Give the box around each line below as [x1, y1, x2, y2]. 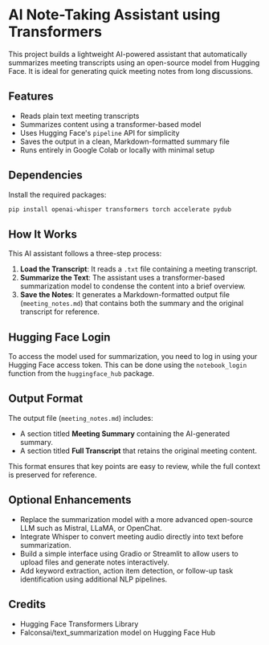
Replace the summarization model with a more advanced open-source [19, 514, 253, 524]
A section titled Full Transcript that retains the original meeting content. [19, 446, 257, 455]
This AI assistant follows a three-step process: [8, 249, 162, 259]
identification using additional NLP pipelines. [19, 574, 168, 584]
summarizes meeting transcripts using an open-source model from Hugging [8, 58, 260, 67]
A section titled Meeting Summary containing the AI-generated [19, 428, 230, 439]
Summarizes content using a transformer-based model [19, 119, 202, 129]
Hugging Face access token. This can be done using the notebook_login [8, 360, 247, 370]
